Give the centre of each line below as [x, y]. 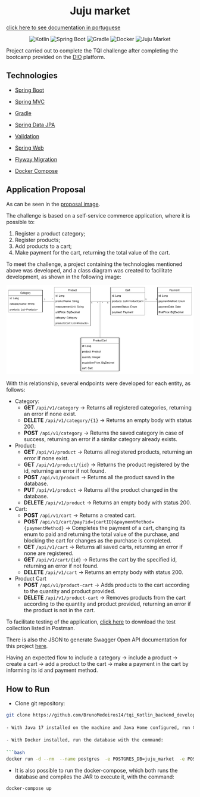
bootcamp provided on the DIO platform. [56, 57]
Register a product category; [50, 233]
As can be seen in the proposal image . [53, 204]
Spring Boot [29, 90]
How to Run [28, 689]
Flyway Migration [36, 159]
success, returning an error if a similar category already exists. [100, 439]
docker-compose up [29, 788]
